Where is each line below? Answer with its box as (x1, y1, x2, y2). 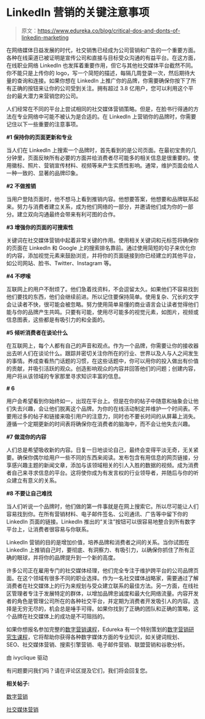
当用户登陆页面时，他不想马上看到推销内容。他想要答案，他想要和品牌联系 (6, 195, 193, 202)
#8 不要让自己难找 (6, 489, 52, 497)
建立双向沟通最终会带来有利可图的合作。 (16, 210, 119, 217)
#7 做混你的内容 (6, 433, 47, 440)
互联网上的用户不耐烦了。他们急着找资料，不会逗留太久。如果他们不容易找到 (6, 285, 199, 293)
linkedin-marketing (21, 34, 69, 41)
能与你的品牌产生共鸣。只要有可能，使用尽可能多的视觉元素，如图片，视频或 (6, 308, 199, 315)
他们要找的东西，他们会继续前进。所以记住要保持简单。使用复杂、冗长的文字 (6, 293, 199, 300)
